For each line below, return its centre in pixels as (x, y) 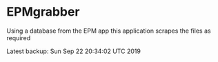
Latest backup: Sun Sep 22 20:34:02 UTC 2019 (73, 51)
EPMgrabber (43, 12)
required (19, 37)
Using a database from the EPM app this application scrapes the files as (109, 31)
